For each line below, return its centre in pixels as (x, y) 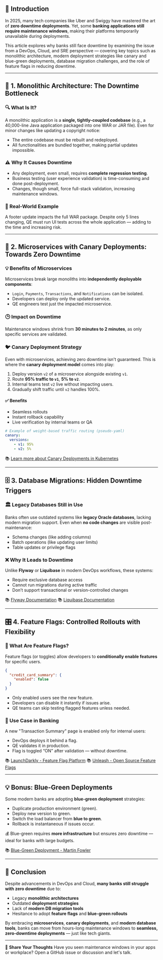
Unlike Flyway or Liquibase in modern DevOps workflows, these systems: (79, 570)
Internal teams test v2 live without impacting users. (63, 384)
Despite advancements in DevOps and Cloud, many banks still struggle (77, 883)
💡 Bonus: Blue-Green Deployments (59, 787)
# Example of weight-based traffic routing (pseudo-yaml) (65, 431)
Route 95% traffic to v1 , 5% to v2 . (46, 379)
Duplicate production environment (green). (55, 809)
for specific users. (23, 661)
